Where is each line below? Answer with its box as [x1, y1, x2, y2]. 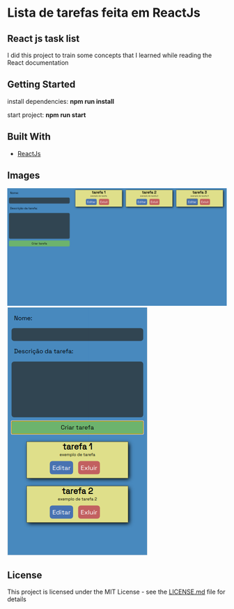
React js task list [7, 33, 80, 45]
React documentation [7, 59, 69, 67]
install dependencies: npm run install [7, 97, 115, 105]
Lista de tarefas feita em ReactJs [7, 5, 201, 21]
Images [7, 169, 40, 182]
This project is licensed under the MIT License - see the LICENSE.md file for [7, 587, 226, 596]
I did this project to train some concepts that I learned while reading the [7, 51, 212, 59]
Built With [7, 131, 51, 143]
